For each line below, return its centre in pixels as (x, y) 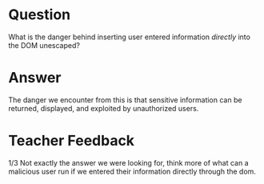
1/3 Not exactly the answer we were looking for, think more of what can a (129, 162)
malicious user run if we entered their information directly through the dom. (132, 171)
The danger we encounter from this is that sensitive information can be (125, 100)
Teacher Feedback (71, 141)
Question (39, 15)
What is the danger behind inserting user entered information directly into (129, 37)
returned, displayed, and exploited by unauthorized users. (104, 108)
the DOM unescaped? (44, 45)
